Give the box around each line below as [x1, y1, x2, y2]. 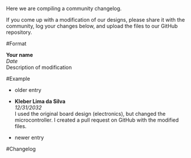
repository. [6, 29, 32, 36]
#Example [6, 75, 30, 82]
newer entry [14, 134, 44, 141]
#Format [6, 40, 27, 47]
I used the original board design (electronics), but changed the [14, 111, 166, 117]
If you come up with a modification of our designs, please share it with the [6, 16, 185, 23]
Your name [6, 51, 33, 58]
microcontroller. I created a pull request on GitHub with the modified [14, 116, 179, 123]
